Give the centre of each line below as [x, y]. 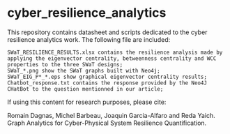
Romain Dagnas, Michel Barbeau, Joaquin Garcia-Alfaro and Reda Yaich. [111, 115]
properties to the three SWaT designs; [65, 64]
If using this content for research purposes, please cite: [87, 102]
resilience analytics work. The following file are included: [89, 39]
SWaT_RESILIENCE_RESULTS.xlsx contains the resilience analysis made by [115, 52]
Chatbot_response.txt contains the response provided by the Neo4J [107, 83]
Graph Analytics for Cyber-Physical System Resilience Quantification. [107, 123]
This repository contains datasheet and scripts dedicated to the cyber [107, 32]
